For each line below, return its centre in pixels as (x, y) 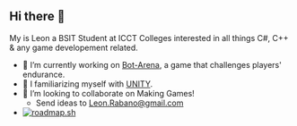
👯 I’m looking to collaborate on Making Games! (108, 93)
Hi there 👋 (37, 17)
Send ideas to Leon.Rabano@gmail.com (109, 103)
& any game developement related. (74, 47)
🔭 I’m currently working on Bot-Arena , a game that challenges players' (152, 64)
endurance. (44, 74)
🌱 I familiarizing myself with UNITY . (87, 84)
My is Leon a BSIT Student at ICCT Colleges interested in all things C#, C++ (149, 38)
